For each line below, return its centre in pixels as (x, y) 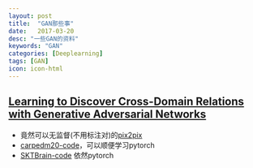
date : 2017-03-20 (41, 31)
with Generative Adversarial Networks (107, 114)
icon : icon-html (36, 69)
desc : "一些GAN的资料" (44, 39)
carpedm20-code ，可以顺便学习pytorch (88, 145)
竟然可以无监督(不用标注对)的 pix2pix (81, 135)
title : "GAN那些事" (41, 24)
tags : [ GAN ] (28, 62)
